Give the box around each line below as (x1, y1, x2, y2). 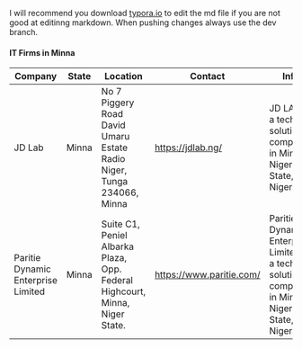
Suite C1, (101, 218, 141, 230)
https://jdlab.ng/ (154, 141, 223, 154)
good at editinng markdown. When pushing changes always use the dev (9, 17, 277, 28)
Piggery (101, 96, 135, 109)
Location (104, 70, 143, 83)
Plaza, (101, 252, 128, 264)
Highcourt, (101, 285, 147, 298)
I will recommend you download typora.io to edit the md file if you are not (9, 8, 281, 18)
